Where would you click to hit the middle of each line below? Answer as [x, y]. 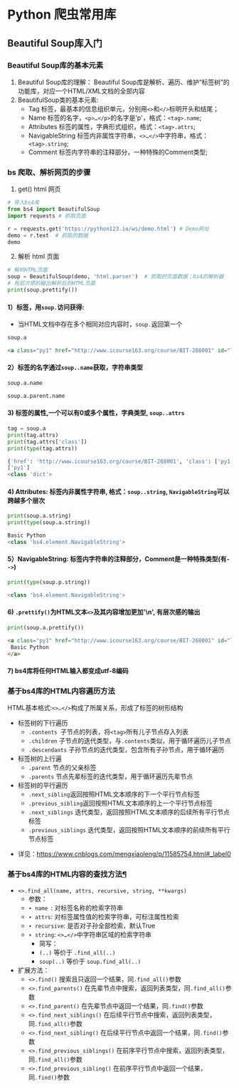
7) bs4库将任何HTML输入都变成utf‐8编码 [68, 671]
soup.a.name [25, 383]
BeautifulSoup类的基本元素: [58, 100]
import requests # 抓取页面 [47, 216]
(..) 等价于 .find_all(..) [77, 952]
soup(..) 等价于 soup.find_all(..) [90, 961]
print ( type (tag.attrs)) [43, 448]
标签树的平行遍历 [43, 786]
